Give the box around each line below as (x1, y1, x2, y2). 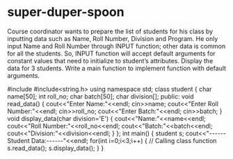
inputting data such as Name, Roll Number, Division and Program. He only (7, 34, 218, 42)
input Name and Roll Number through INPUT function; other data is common (7, 42, 226, 50)
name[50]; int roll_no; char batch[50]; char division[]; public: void (7, 92, 194, 101)
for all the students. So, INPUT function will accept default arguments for (7, 49, 216, 58)
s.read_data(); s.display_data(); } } (7, 144, 104, 152)
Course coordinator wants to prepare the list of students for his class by (7, 27, 214, 35)
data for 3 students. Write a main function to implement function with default (7, 64, 227, 72)
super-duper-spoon (7, 4, 124, 20)
